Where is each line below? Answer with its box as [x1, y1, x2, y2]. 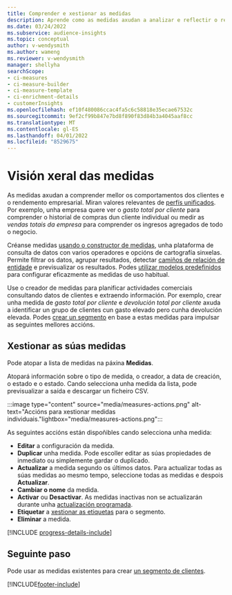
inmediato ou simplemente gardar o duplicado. [17, 456, 151, 465]
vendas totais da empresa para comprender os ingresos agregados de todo [7, 220, 223, 228]
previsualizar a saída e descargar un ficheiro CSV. [7, 387, 149, 395]
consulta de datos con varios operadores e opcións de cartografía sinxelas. [7, 248, 222, 257]
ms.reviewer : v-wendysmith [7, 55, 85, 62]
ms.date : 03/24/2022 [7, 23, 67, 30]
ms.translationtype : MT [7, 119, 76, 126]
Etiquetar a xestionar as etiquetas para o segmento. [17, 507, 166, 516]
